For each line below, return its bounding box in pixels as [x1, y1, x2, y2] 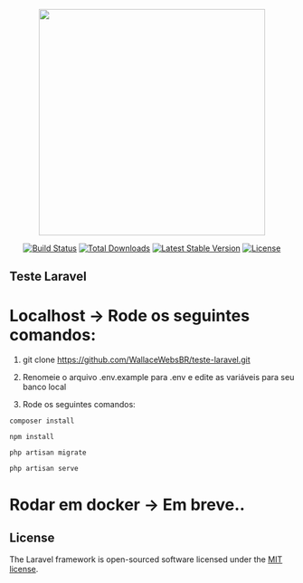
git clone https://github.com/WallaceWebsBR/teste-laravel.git [22, 354, 251, 366]
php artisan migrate [9, 448, 88, 457]
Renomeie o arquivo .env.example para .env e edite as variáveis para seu [22, 372, 295, 383]
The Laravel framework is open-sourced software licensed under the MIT [9, 554, 283, 565]
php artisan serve [9, 464, 79, 473]
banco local [22, 381, 67, 393]
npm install [9, 433, 54, 442]
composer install [9, 416, 75, 425]
